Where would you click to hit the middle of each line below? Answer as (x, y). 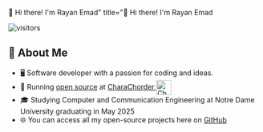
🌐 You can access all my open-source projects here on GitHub (123, 119)
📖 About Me (38, 53)
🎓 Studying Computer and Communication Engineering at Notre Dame (137, 99)
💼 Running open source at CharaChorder (87, 86)
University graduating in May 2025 (77, 111)
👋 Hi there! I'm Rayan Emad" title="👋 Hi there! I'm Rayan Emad (111, 12)
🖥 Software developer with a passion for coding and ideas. (117, 73)
